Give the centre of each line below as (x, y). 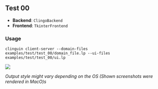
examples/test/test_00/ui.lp (35, 58)
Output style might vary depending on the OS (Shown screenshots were (79, 76)
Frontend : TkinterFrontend (40, 25)
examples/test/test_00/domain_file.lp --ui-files (58, 53)
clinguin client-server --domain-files (47, 49)
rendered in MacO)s (26, 81)
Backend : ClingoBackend (38, 20)
